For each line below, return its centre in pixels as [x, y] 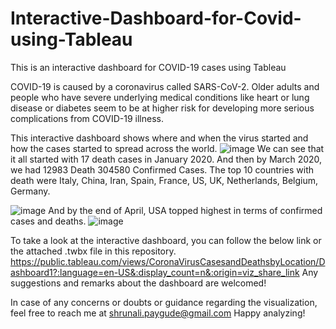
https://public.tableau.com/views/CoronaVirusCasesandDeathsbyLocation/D [168, 261]
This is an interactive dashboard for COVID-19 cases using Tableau [148, 67]
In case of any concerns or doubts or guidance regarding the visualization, [164, 302]
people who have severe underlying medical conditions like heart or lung [160, 97]
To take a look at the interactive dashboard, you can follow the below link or [166, 240]
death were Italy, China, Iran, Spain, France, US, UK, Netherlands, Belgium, [164, 180]
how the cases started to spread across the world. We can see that [167, 148]
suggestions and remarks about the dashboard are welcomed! [138, 283]
